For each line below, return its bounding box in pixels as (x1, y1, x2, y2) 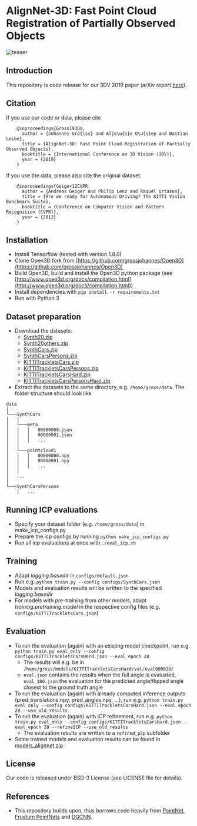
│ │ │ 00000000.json (6, 427, 72, 433)
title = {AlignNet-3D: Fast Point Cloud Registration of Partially (21, 141, 191, 147)
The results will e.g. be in (23, 658, 84, 666)
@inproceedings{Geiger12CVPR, (16, 183, 91, 189)
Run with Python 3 (14, 294, 60, 301)
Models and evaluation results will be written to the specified (14, 584, 162, 591)
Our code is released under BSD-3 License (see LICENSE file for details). (6, 774, 183, 781)
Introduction (6, 66, 53, 76)
